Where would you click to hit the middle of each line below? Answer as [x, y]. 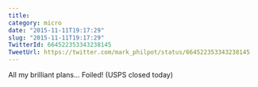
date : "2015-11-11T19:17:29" [56, 30]
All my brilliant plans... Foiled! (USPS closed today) [90, 75]
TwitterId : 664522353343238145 [60, 45]
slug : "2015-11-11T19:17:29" [56, 38]
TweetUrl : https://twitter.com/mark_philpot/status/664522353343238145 [129, 52]
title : [19, 15]
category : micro [35, 23]
